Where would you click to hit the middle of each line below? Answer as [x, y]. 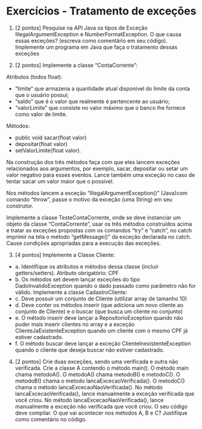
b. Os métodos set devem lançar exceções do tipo [77, 279]
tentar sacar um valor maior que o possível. [60, 181]
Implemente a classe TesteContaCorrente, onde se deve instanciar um [93, 217]
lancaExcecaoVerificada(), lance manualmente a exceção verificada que [105, 393]
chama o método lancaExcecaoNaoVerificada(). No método [89, 387]
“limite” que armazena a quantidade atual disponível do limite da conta [103, 88]
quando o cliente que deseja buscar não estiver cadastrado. [90, 350]
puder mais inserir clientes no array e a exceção [75, 324]
